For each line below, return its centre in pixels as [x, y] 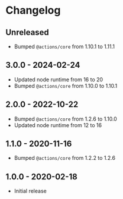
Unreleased [27, 32]
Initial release [30, 191]
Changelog [33, 10]
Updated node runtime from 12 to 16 [58, 125]
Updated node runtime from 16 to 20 [59, 79]
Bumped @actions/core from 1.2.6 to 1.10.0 [66, 119]
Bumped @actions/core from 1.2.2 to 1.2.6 [65, 158]
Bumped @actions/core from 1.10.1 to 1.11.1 [64, 46]
